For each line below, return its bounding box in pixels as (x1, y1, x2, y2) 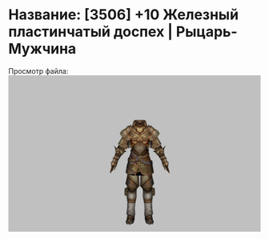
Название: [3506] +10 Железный (8, 6, 239, 24)
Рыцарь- (175, 22, 238, 41)
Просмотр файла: (8, 66, 69, 75)
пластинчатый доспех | (8, 22, 174, 41)
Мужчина (8, 40, 77, 58)
